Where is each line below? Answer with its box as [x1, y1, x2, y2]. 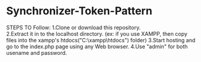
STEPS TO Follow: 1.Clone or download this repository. [6, 24, 141, 31]
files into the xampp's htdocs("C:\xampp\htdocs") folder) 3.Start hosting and [6, 36, 196, 44]
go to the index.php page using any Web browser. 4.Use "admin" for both [6, 43, 188, 50]
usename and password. [6, 49, 67, 56]
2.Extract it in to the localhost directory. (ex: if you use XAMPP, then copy [6, 30, 188, 37]
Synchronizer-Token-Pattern [6, 4, 153, 18]
